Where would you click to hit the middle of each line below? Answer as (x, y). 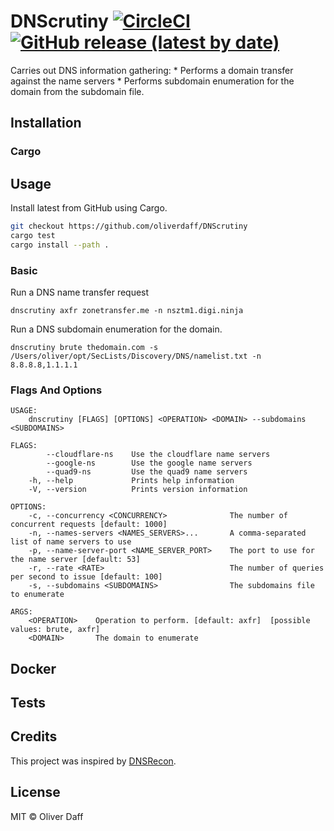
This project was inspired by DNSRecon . (93, 761)
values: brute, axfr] (55, 630)
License (35, 792)
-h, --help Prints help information (131, 481)
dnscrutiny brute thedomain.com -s (84, 347)
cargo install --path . (60, 245)
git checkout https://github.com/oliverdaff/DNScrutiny (129, 226)
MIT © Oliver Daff (47, 816)
